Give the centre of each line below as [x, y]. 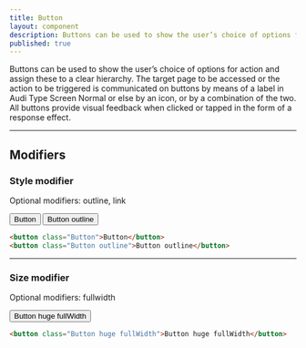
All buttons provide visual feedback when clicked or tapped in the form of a [151, 108]
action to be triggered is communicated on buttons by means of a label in [147, 88]
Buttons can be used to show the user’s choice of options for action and [144, 69]
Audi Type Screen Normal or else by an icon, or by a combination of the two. [153, 98]
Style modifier [42, 180]
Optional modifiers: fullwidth [62, 297]
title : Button [36, 18]
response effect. [40, 118]
